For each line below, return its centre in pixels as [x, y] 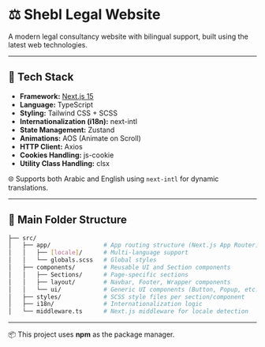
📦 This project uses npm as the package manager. [91, 334]
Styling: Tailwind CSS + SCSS [69, 113]
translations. [28, 187]
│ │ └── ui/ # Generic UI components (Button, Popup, [125, 289]
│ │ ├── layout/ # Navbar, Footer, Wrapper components [119, 282]
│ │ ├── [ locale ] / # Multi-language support [99, 253]
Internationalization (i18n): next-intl [78, 121]
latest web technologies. [48, 44]
